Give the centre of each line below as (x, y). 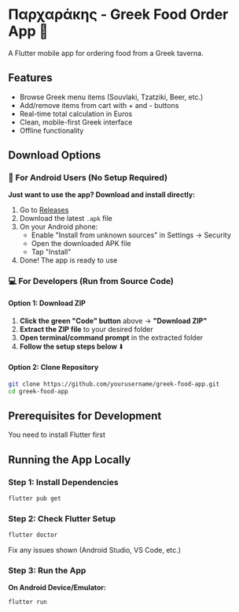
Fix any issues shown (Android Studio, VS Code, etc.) (95, 550)
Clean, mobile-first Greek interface (76, 122)
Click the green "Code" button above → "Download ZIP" (113, 320)
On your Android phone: (59, 227)
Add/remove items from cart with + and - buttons (99, 105)
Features (30, 78)
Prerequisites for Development (85, 416)
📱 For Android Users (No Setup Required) (88, 177)
